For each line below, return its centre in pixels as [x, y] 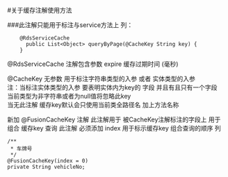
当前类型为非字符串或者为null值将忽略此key [69, 96]
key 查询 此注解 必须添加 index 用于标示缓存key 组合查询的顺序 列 [127, 128]
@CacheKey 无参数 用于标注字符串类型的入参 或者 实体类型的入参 [101, 79]
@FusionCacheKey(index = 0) [48, 161]
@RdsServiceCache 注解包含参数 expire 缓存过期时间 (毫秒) [93, 64]
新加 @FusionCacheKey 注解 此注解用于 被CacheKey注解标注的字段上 [107, 119]
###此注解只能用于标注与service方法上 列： [70, 25]
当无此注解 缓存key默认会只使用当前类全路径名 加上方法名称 [93, 105]
